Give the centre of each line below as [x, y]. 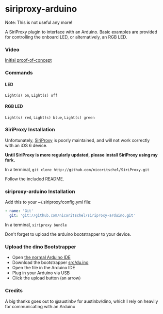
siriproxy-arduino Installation [40, 192]
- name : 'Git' [19, 211]
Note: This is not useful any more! [39, 22]
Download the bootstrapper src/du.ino [50, 262]
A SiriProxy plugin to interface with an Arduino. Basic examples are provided [81, 32]
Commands [19, 73]
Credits [14, 291]
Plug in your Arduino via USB [41, 273]
